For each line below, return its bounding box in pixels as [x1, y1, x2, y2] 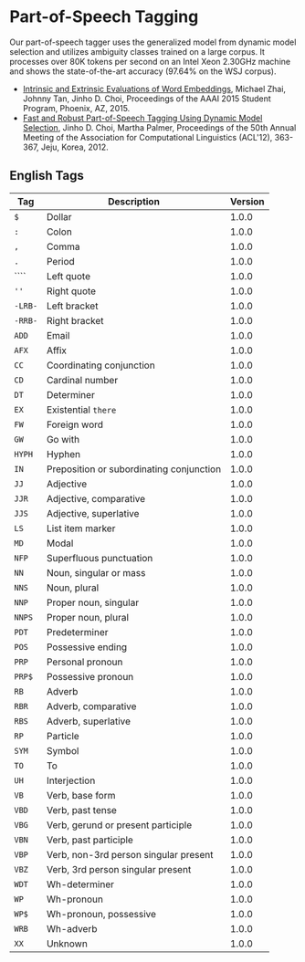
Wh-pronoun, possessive [46, 907, 157, 920]
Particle [46, 729, 79, 742]
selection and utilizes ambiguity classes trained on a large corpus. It [9, 46, 265, 57]
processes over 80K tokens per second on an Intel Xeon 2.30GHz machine [9, 56, 290, 67]
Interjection [46, 774, 96, 787]
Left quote [46, 269, 91, 282]
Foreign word [46, 418, 103, 431]
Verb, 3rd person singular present [46, 863, 192, 875]
